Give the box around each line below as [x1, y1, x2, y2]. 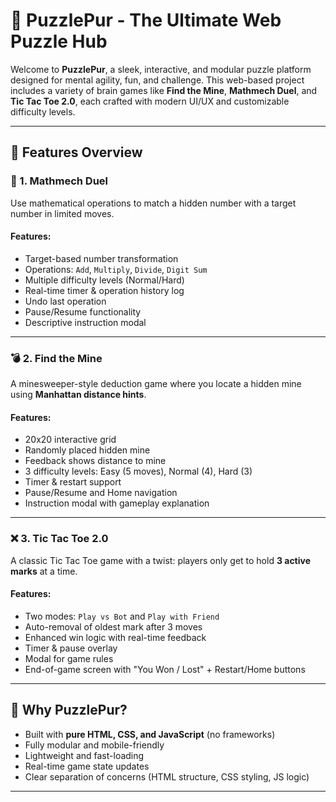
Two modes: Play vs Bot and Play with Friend [24, 610, 220, 622]
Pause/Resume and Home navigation [24, 487, 178, 499]
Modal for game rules [24, 652, 114, 664]
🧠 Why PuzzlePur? [10, 702, 128, 719]
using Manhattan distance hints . [10, 389, 147, 401]
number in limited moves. [10, 207, 115, 219]
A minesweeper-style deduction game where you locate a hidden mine [10, 378, 302, 390]
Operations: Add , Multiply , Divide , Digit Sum [24, 263, 208, 275]
